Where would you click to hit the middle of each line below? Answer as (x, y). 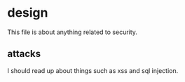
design (28, 13)
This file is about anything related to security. (73, 32)
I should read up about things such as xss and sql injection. (93, 70)
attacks (24, 54)
